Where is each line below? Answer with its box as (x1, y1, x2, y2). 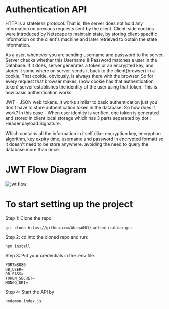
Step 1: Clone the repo (5, 215, 52, 221)
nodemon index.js (5, 298, 42, 304)
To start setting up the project (5, 199, 133, 210)
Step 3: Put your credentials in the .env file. (5, 252, 95, 258)
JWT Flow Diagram (5, 164, 87, 175)
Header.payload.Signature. (5, 120, 61, 126)
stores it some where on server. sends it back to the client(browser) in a (5, 67, 155, 74)
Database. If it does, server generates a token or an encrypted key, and (5, 62, 154, 68)
